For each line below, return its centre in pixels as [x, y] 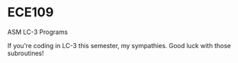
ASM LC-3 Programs [38, 32]
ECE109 [31, 12]
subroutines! [26, 53]
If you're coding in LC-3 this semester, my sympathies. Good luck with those [119, 45]
